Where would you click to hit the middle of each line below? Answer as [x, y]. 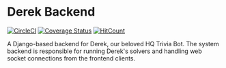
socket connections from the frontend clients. [71, 58]
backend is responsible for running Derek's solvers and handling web [105, 51]
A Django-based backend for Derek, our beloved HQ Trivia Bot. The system [113, 44]
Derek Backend [51, 12]
